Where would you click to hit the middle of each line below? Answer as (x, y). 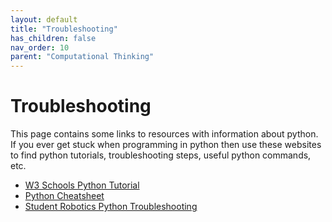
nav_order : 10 (40, 47)
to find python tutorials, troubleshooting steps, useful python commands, (161, 155)
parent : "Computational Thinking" (82, 57)
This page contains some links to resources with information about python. (164, 134)
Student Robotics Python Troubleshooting (111, 207)
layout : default (44, 19)
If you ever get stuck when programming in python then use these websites (166, 145)
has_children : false (53, 38)
